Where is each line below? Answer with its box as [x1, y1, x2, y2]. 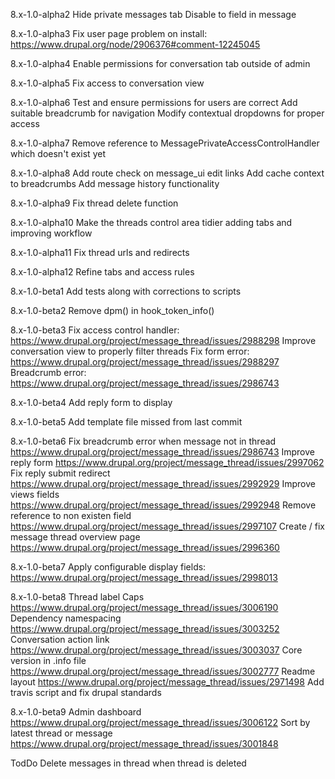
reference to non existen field [10, 510, 132, 521]
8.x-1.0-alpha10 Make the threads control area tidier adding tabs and [10, 217, 293, 228]
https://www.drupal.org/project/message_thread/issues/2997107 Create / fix [10, 520, 326, 532]
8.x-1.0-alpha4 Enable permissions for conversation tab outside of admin [10, 58, 311, 69]
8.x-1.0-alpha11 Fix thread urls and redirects [10, 247, 190, 258]
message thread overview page [10, 531, 141, 543]
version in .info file [10, 655, 87, 666]
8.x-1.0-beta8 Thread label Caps [10, 591, 145, 603]
